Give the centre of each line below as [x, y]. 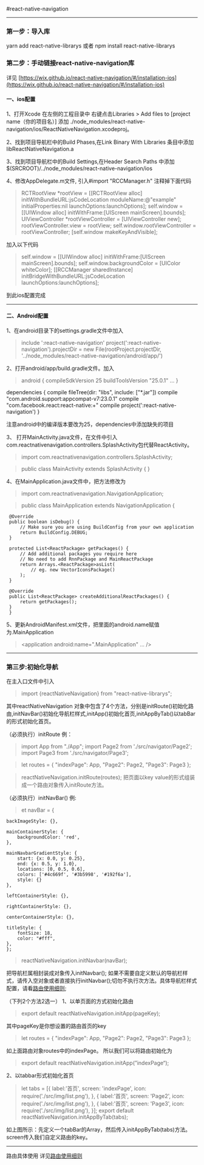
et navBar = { [38, 810]
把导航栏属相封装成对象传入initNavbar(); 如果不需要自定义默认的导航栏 [94, 973]
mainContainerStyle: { [35, 832]
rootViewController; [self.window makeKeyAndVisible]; [89, 232]
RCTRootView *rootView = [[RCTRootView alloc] [82, 193]
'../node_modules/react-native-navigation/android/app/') [92, 356]
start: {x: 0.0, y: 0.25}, [51, 859]
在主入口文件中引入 [30, 681]
